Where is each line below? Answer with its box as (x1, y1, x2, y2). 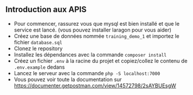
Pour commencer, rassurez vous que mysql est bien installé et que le (13, 20, 180, 27)
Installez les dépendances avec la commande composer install (13, 51, 167, 58)
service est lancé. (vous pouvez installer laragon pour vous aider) (13, 26, 171, 33)
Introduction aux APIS (5, 5, 87, 15)
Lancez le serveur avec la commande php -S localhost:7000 (13, 69, 160, 76)
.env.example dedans (13, 64, 65, 71)
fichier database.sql (13, 38, 62, 45)
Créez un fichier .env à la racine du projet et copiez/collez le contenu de (13, 57, 188, 64)
